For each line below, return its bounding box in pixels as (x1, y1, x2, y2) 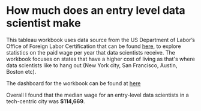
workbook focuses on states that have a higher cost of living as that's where (6, 55, 195, 62)
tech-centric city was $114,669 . (6, 97, 85, 105)
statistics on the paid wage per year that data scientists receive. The (6, 49, 175, 56)
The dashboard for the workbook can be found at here (6, 79, 141, 87)
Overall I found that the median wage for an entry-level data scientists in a (6, 91, 189, 98)
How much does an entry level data (6, 4, 185, 17)
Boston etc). (6, 68, 37, 75)
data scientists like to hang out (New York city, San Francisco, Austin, (6, 61, 178, 69)
